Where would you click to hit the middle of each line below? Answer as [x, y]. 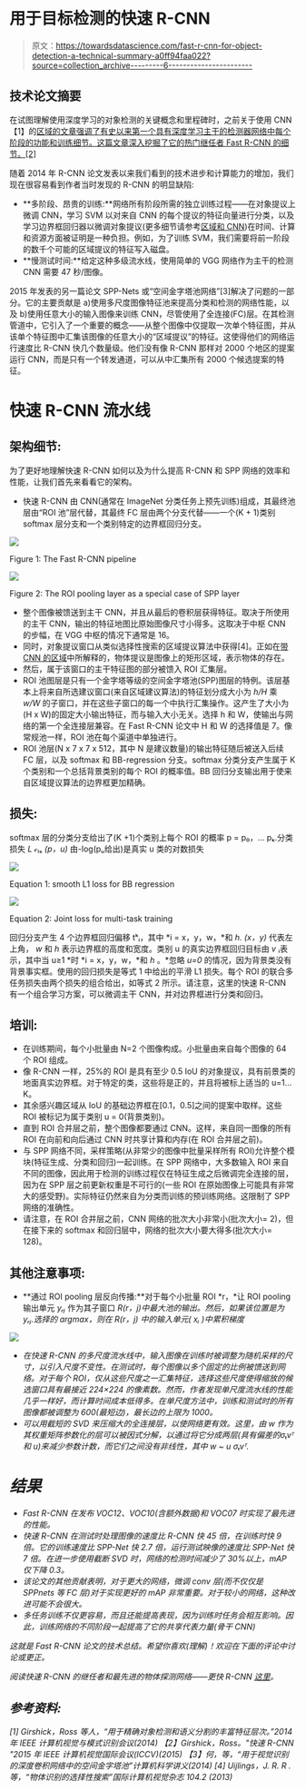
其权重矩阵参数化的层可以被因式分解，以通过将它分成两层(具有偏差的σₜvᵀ [158, 1435]
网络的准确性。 [50, 1207]
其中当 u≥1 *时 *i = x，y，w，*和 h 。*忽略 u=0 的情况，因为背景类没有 [158, 959]
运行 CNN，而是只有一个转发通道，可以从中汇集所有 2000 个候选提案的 [143, 359]
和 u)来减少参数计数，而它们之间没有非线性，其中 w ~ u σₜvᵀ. [136, 1446]
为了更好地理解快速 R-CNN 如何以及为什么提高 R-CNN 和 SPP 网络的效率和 [150, 470]
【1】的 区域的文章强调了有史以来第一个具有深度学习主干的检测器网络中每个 [150, 131]
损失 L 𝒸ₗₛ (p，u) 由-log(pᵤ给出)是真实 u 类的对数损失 [107, 849]
